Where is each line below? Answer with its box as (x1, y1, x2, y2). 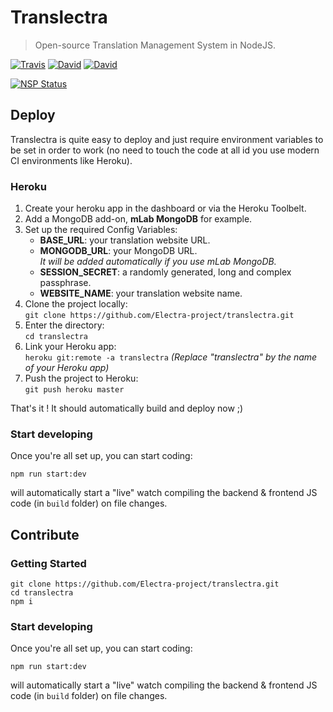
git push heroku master (24, 385, 125, 395)
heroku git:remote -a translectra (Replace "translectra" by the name (24, 351, 318, 363)
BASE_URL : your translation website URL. (39, 234, 211, 246)
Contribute (10, 526, 80, 543)
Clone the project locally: (24, 298, 128, 310)
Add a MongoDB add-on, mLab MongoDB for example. (24, 213, 253, 225)
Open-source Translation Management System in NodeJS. (34, 39, 276, 51)
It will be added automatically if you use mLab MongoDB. (39, 256, 277, 268)
